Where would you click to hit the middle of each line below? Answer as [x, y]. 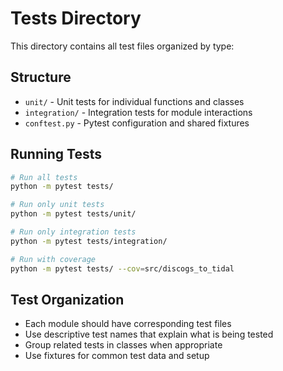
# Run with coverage [53, 259]
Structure [41, 77]
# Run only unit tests [57, 205]
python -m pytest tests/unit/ [73, 214]
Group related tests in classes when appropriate [123, 345]
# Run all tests [44, 177]
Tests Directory [76, 18]
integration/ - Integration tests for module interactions [138, 112]
